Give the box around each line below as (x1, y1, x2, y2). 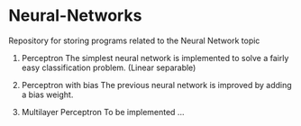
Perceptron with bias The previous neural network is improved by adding (21, 79, 292, 90)
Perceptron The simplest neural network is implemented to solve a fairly (21, 52, 289, 63)
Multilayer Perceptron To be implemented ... (21, 106, 185, 117)
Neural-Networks (8, 5, 142, 26)
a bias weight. (21, 89, 74, 100)
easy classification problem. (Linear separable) (21, 62, 196, 73)
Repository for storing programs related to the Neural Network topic (8, 35, 260, 46)
